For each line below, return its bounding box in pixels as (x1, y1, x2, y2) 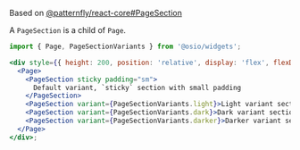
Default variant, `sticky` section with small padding (32, 83, 242, 92)
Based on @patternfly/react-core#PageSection (9, 8, 183, 18)
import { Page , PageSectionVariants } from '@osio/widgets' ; (9, 42, 242, 51)
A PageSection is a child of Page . (9, 25, 127, 35)
